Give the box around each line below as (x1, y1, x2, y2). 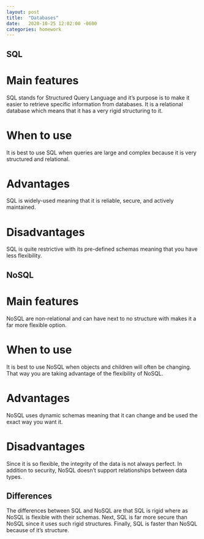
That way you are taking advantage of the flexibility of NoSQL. (6, 369, 164, 377)
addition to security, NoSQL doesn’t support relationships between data (6, 466, 187, 474)
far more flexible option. (6, 321, 67, 329)
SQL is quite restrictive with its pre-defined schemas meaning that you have (6, 245, 198, 253)
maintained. (6, 203, 36, 211)
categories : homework (6, 26, 62, 33)
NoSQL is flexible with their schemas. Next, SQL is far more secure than (6, 514, 188, 521)
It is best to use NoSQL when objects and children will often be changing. (6, 363, 192, 371)
